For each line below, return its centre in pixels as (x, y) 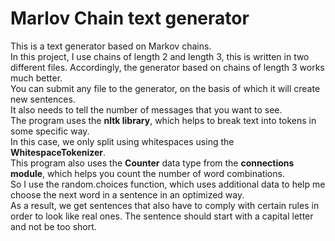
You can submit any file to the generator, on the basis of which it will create (165, 88)
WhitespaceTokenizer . (58, 152)
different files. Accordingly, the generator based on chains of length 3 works (167, 67)
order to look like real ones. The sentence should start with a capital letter (162, 216)
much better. (36, 78)
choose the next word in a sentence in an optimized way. (127, 194)
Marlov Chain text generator (130, 18)
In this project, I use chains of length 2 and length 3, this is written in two (160, 56)
